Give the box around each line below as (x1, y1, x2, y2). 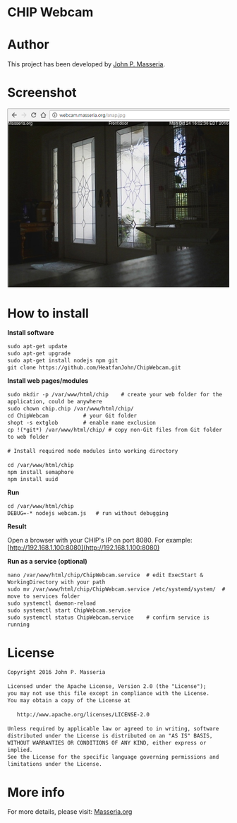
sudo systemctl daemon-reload (7, 600, 97, 608)
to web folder (7, 434, 49, 441)
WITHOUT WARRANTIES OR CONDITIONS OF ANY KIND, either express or (7, 740, 207, 747)
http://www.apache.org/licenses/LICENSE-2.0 (16, 711, 150, 718)
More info (7, 784, 66, 800)
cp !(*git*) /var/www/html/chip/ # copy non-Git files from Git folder (7, 427, 222, 434)
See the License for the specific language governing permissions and (7, 754, 219, 761)
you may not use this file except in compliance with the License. (7, 690, 210, 697)
